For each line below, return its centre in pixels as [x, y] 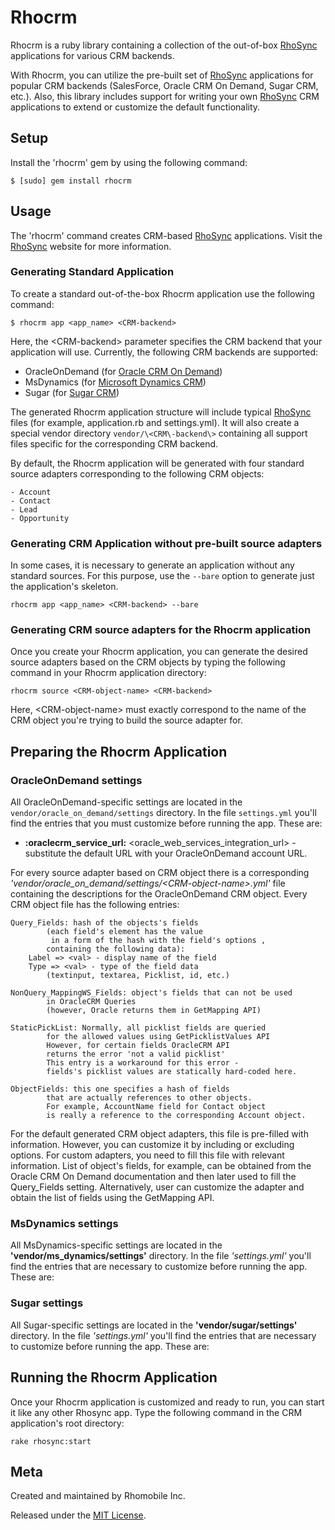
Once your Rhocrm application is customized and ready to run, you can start [167, 1402]
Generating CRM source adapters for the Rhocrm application [161, 630]
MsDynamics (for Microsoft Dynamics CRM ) [115, 382]
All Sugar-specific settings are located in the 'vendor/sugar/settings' [154, 1325]
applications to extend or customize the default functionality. [135, 107]
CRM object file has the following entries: [95, 905]
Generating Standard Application [92, 272]
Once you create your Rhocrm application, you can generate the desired [159, 652]
